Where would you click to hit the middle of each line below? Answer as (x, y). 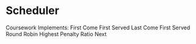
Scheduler (32, 11)
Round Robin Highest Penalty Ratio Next (56, 34)
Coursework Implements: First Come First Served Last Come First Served (98, 28)
